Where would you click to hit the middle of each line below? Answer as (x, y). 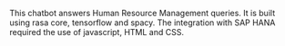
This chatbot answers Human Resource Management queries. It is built (142, 13)
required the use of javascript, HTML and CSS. (97, 32)
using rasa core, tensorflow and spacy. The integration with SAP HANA (142, 23)
